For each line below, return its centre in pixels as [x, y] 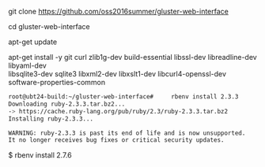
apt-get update [33, 42]
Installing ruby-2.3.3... [51, 119]
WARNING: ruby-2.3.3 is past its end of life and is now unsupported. [127, 133]
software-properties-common [57, 82]
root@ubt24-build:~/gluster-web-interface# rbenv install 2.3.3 [123, 97]
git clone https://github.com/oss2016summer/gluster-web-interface [119, 11]
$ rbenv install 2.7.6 [40, 155]
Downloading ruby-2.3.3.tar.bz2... [67, 104]
